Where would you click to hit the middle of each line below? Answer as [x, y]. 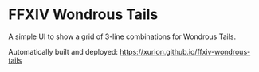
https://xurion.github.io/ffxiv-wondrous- [185, 51]
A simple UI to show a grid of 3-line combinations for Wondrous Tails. [122, 36]
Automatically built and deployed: [63, 51]
